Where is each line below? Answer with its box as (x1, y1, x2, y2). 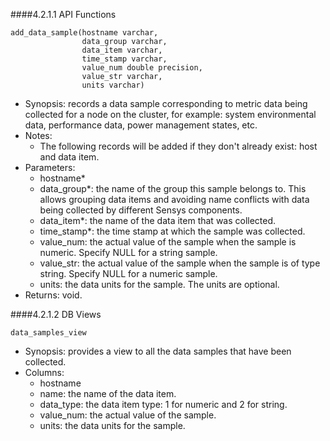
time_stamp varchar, (81, 54, 168, 64)
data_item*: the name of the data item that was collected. (39, 215, 277, 226)
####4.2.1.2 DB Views (10, 309, 102, 320)
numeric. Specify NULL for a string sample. (39, 247, 218, 258)
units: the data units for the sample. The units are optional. (39, 279, 280, 290)
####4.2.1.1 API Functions (10, 9, 117, 20)
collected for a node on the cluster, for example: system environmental (24, 109, 317, 120)
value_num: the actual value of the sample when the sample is (39, 236, 297, 248)
